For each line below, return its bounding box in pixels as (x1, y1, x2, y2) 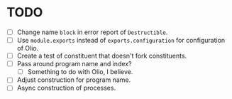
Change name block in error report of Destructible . (16, 28, 168, 36)
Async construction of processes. (16, 83, 116, 93)
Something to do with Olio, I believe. (27, 68, 133, 76)
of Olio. (16, 44, 39, 53)
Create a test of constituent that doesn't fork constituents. (16, 51, 187, 61)
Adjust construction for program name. (16, 75, 131, 84)
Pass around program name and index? (16, 60, 132, 68)
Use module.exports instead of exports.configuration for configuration (16, 36, 226, 44)
